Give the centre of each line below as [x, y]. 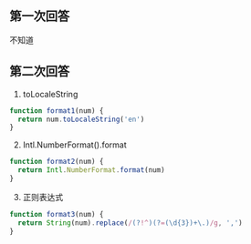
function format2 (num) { [57, 162]
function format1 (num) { [57, 111]
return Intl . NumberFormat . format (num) [92, 170]
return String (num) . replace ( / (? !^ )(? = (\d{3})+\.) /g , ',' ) [131, 223]
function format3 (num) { [57, 214]
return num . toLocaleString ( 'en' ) [81, 119]
